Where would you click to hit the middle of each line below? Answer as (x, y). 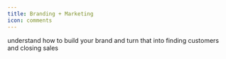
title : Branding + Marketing (50, 14)
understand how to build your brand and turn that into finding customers (113, 40)
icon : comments (30, 20)
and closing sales (33, 48)
